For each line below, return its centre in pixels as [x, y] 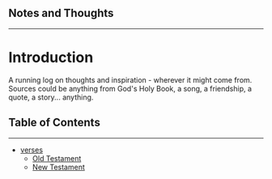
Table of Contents [55, 123]
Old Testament [57, 158]
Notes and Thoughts [61, 13]
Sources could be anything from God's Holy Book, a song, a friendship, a [130, 88]
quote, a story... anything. [51, 97]
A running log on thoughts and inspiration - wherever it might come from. [130, 79]
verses [31, 150]
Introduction [51, 58]
